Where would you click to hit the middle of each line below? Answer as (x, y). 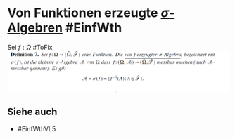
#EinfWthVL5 (37, 128)
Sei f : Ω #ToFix (30, 47)
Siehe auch (32, 112)
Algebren (35, 28)
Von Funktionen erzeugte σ (88, 13)
